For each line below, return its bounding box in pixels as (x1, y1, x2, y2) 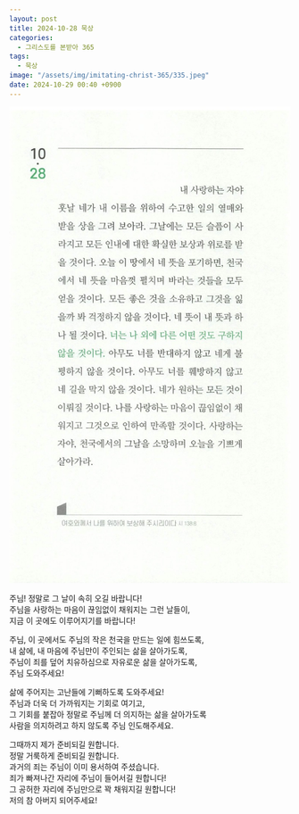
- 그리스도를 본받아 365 (17, 43, 95, 52)
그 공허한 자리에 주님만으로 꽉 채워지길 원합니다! (9, 784, 177, 794)
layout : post (9, 14, 58, 23)
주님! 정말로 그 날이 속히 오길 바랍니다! (9, 594, 143, 604)
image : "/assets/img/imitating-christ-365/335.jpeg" (9, 71, 210, 80)
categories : (9, 33, 54, 42)
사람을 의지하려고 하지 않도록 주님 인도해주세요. (9, 720, 174, 731)
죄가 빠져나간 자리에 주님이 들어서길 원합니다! (9, 773, 167, 784)
